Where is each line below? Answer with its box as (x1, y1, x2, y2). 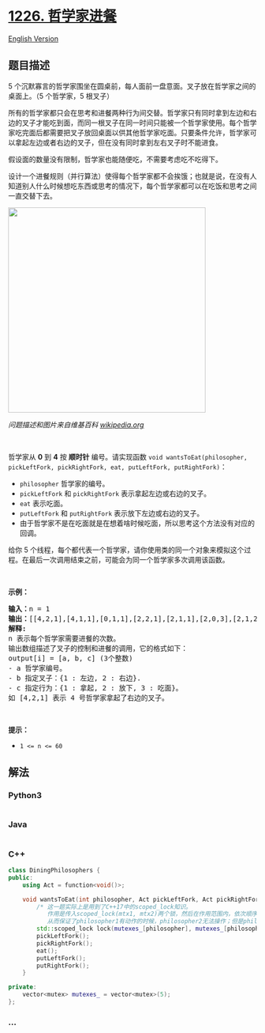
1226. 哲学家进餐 (8, 7, 117, 25)
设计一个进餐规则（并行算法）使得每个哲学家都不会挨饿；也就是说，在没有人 (8, 171, 257, 180)
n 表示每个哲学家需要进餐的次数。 (8, 634, 121, 643)
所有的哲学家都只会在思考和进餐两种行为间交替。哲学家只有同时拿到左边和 (8, 108, 250, 117)
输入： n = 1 (8, 604, 50, 613)
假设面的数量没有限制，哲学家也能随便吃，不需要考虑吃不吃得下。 (8, 154, 222, 164)
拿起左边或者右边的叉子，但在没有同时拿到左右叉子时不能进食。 (14, 138, 222, 147)
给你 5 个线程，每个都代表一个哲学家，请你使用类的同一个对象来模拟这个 (8, 545, 244, 554)
